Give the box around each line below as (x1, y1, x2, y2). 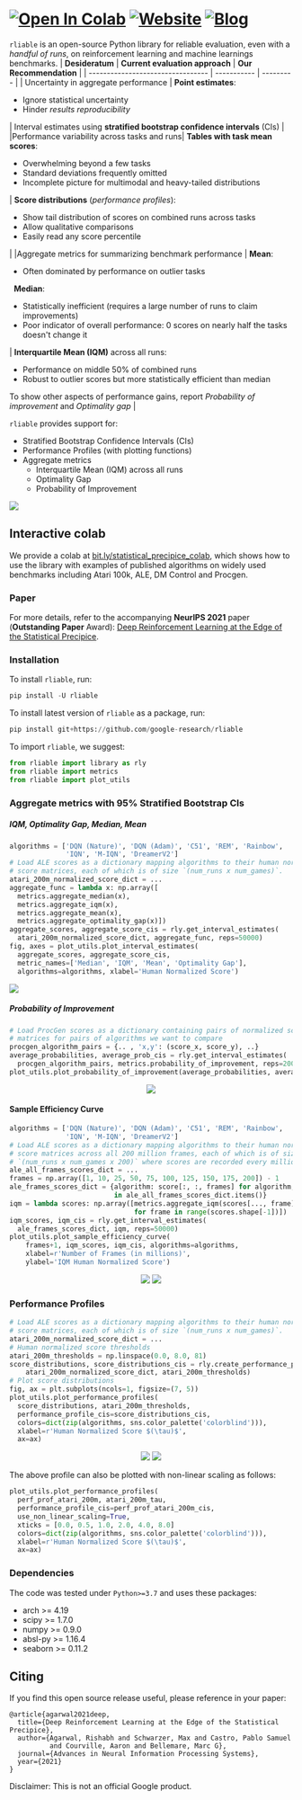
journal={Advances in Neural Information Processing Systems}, (17, 1750, 259, 1759)
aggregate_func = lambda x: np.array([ (9, 883, 159, 892)
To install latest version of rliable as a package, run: (9, 708, 205, 718)
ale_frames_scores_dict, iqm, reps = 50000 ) (17, 1224, 179, 1234)
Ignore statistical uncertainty (22, 94, 129, 105)
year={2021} (17, 1758, 63, 1767)
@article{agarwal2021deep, (9, 1710, 111, 1719)
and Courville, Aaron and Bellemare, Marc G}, (49, 1742, 227, 1751)
